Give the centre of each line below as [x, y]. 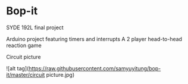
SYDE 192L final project [35, 27]
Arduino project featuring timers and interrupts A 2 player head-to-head [94, 39]
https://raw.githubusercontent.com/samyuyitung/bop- [95, 68]
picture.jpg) [60, 74]
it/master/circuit [26, 74]
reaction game [24, 45]
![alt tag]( [18, 68]
